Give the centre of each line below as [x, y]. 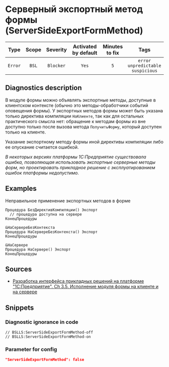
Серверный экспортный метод [74, 9]
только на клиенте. [26, 132]
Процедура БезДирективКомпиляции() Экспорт [52, 210]
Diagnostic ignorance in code [42, 322]
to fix [113, 53]
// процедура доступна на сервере [46, 214]
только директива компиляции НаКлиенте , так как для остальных [75, 116]
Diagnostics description [44, 88]
